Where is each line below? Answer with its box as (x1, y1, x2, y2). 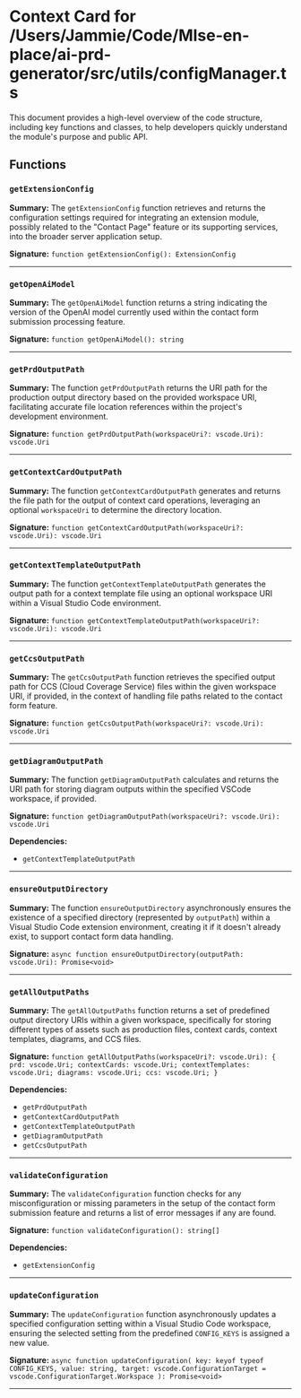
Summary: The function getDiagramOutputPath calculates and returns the (9, 774, 279, 786)
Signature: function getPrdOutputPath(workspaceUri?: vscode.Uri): (9, 429, 264, 439)
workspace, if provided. (9, 794, 97, 804)
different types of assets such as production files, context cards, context (9, 1024, 278, 1035)
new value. (9, 1337, 50, 1348)
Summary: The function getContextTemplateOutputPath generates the (9, 578, 266, 589)
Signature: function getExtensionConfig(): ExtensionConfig (9, 248, 236, 259)
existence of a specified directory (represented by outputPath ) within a (9, 912, 271, 923)
